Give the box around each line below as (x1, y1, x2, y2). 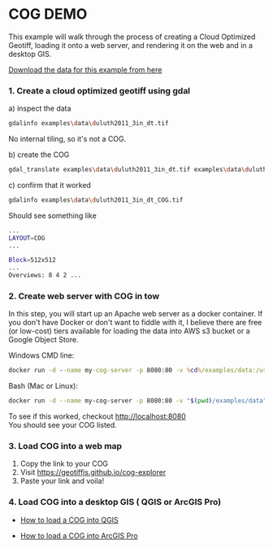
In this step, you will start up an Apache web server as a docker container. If (8, 309, 263, 319)
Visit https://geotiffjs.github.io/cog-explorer (19, 468, 167, 477)
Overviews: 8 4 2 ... (8, 272, 82, 280)
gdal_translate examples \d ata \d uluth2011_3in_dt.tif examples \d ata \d (8, 166, 249, 174)
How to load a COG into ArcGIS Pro (19, 530, 138, 541)
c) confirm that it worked (8, 180, 92, 189)
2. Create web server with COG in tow (8, 290, 160, 302)
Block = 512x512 (8, 256, 57, 264)
